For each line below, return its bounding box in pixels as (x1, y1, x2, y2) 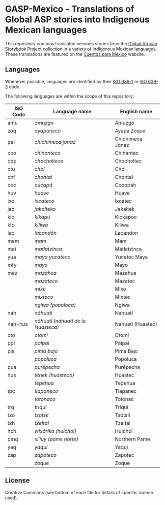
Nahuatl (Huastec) (114, 320, 157, 327)
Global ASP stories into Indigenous (5, 14, 150, 25)
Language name (53, 108, 92, 115)
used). (5, 495, 18, 501)
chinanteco (34, 149, 61, 156)
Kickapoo (114, 213, 137, 220)
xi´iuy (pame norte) (34, 436, 79, 442)
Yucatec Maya (114, 253, 148, 260)
